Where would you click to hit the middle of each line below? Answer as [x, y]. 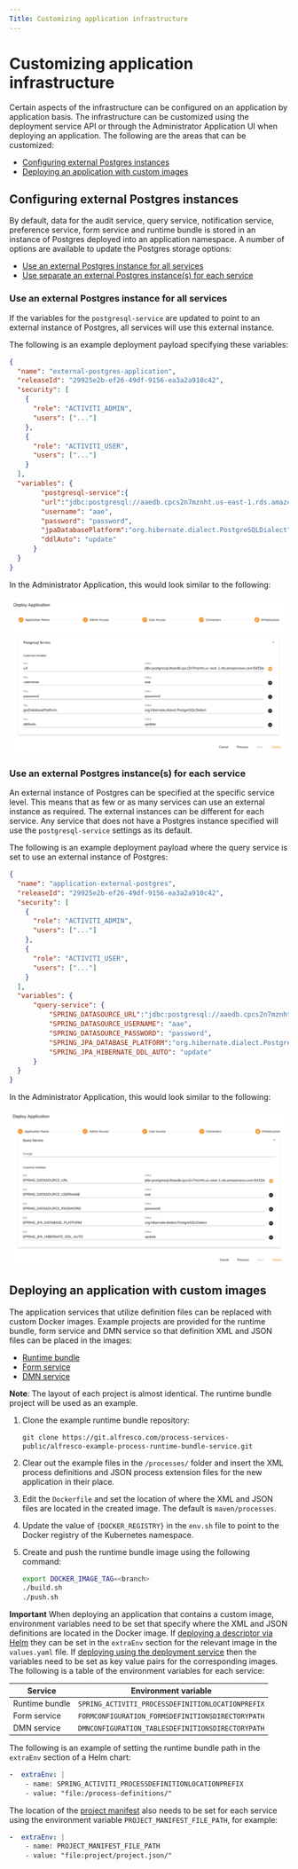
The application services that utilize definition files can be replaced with [141, 1312]
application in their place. [68, 1481]
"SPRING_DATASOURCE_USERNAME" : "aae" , [120, 1025]
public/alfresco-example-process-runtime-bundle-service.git [137, 1446]
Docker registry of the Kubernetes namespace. [108, 1535]
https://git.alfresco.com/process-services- [145, 1437]
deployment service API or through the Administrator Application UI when [143, 126]
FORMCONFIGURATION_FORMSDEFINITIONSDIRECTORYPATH [171, 1716]
